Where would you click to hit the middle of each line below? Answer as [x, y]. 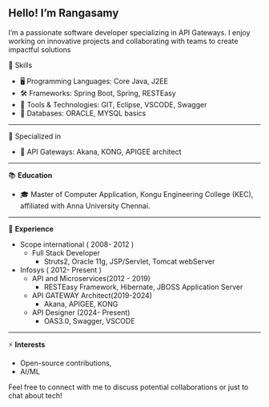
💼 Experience [31, 228]
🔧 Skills [20, 65]
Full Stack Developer [66, 252]
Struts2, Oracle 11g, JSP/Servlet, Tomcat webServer [129, 261]
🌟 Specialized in [35, 136]
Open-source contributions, [66, 363]
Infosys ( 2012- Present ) [61, 270]
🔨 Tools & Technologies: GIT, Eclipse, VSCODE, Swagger [113, 104]
